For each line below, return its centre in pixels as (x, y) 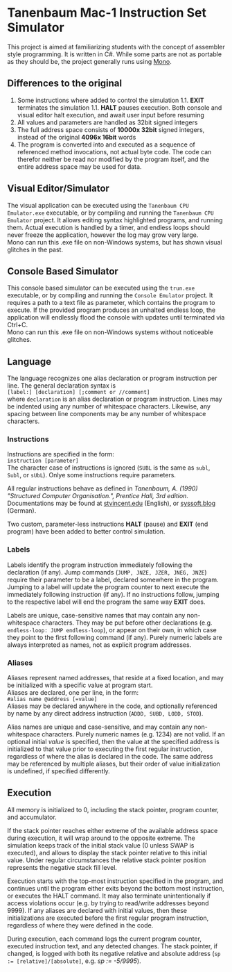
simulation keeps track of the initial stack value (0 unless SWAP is (101, 845)
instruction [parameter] (43, 461)
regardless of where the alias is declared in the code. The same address (110, 757)
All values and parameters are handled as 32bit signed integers (107, 122)
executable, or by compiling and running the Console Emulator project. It (110, 295)
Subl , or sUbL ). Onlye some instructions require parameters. (92, 475)
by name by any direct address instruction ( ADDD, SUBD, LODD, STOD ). (105, 714)
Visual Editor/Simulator (58, 189)
